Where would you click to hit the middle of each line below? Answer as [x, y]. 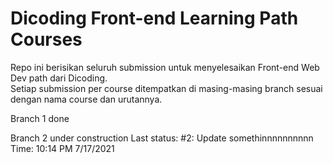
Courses [46, 39]
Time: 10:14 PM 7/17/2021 [62, 148]
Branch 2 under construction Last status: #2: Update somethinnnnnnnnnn [162, 138]
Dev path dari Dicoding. [59, 78]
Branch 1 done [40, 118]
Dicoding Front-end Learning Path [154, 18]
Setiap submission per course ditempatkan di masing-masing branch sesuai [166, 88]
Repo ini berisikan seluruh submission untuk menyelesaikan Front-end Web [165, 67]
